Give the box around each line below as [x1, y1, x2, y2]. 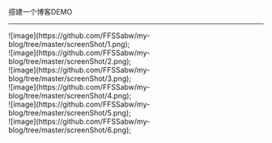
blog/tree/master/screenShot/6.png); [8, 125, 132, 135]
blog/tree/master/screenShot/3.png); [8, 74, 132, 83]
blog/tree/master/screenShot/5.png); [8, 108, 131, 117]
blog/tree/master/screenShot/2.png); [8, 57, 132, 66]
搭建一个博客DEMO [8, 7, 73, 16]
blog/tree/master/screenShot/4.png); [8, 91, 132, 100]
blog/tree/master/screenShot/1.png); [8, 40, 130, 48]
